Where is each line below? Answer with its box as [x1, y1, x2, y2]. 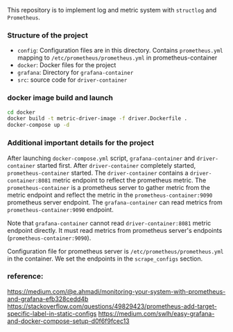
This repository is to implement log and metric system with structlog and [7, 6, 217, 14]
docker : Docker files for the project [17, 61, 116, 69]
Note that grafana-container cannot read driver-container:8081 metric [7, 218, 212, 227]
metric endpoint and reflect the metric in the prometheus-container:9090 [7, 191, 213, 199]
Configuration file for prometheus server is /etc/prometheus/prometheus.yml [7, 247, 224, 255]
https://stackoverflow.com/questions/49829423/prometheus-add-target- [7, 302, 217, 311]
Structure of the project [7, 30, 88, 40]
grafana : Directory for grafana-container [17, 69, 134, 77]
